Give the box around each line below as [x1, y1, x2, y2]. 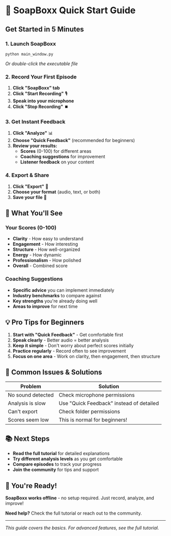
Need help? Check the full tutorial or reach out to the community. [5, 510, 142, 516]
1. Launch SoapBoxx [5, 40, 56, 47]
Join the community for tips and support [12, 467, 99, 473]
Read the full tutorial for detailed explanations [12, 450, 110, 457]
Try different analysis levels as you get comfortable [12, 456, 123, 462]
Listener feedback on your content [20, 159, 94, 165]
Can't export [8, 408, 38, 415]
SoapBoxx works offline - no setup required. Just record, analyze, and [5, 495, 154, 501]
